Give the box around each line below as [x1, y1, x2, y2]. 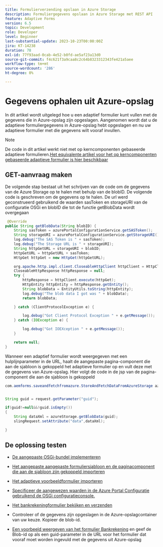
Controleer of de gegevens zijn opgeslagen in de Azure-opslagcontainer [12, 511, 157, 517]
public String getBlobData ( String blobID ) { [5, 224, 97, 228]
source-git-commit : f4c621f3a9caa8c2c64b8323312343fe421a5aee [5, 57, 133, 62]
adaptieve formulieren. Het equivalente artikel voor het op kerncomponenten [5, 151, 157, 157]
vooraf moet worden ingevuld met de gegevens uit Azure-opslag [12, 536, 142, 542]
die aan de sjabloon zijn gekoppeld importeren [12, 469, 105, 474]
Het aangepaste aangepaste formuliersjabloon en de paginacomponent [12, 463, 155, 469]
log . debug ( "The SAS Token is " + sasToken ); [14, 237, 105, 242]
